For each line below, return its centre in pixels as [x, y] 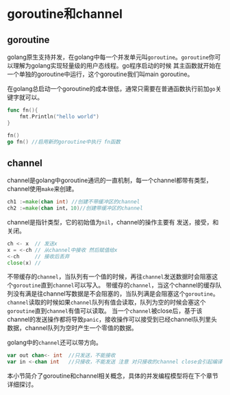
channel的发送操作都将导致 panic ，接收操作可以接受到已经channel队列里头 [112, 320]
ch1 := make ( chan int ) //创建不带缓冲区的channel [74, 202]
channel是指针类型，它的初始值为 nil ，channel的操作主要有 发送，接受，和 [113, 222]
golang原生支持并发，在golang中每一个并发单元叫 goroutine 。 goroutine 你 [111, 57]
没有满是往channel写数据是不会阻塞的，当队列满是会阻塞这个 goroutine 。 [116, 294]
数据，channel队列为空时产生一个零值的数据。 [73, 328]
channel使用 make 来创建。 [42, 189]
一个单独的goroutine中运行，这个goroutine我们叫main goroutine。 [100, 74]
